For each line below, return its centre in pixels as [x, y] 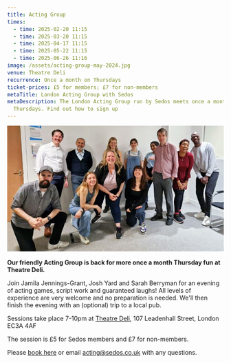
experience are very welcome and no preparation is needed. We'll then [108, 298]
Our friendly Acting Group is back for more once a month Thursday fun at [114, 262]
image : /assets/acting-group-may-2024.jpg [69, 65]
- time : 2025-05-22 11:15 [51, 51]
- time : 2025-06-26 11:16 [51, 59]
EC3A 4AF [22, 326]
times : [16, 22]
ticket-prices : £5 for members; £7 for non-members [82, 87]
